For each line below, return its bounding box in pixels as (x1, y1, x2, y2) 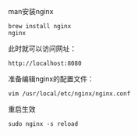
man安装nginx (8, 7, 54, 16)
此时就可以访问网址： (8, 44, 76, 53)
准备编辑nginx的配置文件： (8, 74, 95, 84)
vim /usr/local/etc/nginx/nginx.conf (8, 90, 131, 98)
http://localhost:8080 (8, 59, 82, 67)
